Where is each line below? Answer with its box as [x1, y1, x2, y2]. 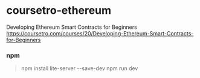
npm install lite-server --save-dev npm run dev [21, 65, 138, 72]
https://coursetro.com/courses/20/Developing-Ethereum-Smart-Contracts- [6, 29, 194, 37]
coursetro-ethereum [6, 4, 112, 17]
